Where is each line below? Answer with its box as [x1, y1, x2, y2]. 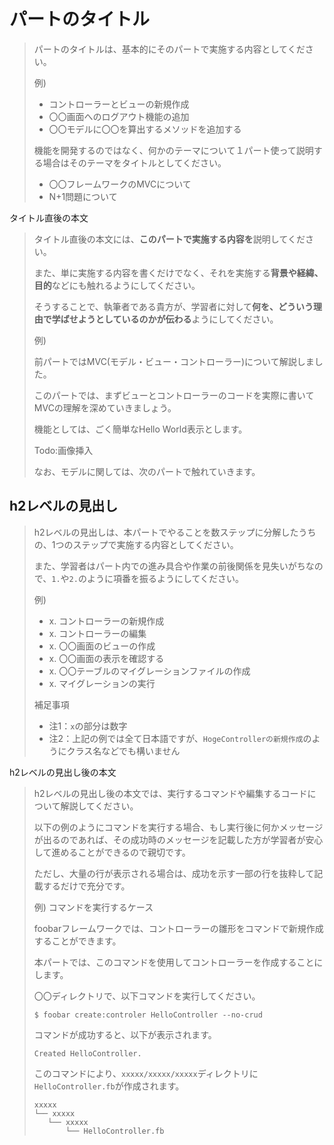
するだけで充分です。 [42, 880, 131, 892]
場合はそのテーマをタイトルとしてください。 [42, 156, 227, 169]
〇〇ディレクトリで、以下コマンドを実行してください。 [33, 990, 261, 1002]
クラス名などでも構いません [66, 745, 181, 757]
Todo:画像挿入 [33, 444, 94, 456]
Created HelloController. [33, 1048, 142, 1059]
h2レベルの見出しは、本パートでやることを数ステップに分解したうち [33, 526, 317, 538]
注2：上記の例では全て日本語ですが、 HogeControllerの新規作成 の [48, 732, 312, 744]
